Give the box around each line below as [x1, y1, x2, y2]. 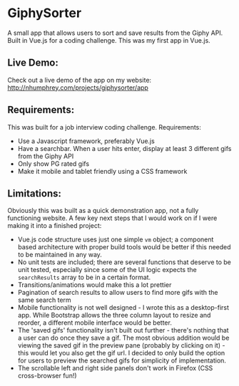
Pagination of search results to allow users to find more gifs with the [17, 288, 218, 297]
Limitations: [7, 187, 62, 199]
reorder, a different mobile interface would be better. [17, 318, 173, 327]
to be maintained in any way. [17, 251, 102, 259]
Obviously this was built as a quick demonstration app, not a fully [7, 207, 199, 215]
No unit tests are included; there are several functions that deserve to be [17, 258, 232, 266]
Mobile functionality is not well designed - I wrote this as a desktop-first [17, 303, 230, 312]
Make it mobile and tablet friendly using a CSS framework [17, 167, 188, 175]
